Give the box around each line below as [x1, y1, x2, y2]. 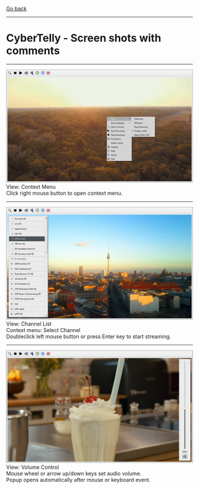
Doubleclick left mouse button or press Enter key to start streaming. [6, 333, 172, 340]
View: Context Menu [6, 183, 56, 190]
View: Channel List [6, 320, 52, 327]
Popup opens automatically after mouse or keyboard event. [6, 477, 151, 484]
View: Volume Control [6, 463, 59, 471]
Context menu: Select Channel [6, 327, 81, 334]
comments [6, 44, 60, 58]
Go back [6, 5, 27, 12]
